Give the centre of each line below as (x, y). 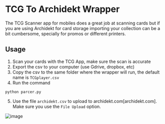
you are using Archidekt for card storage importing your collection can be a (83, 28)
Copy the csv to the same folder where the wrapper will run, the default (86, 72)
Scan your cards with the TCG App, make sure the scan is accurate (81, 61)
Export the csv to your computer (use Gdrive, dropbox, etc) (73, 66)
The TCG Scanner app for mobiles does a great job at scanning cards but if (82, 23)
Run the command (31, 82)
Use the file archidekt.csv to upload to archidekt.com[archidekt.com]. (85, 101)
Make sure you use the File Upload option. (56, 106)
